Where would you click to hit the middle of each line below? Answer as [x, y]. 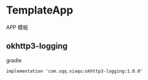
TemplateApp [40, 10]
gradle [14, 60]
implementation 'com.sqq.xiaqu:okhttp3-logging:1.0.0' [75, 71]
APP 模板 [17, 27]
